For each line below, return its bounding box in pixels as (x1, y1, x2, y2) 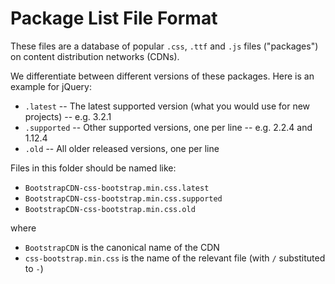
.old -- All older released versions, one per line (24, 142, 220, 154)
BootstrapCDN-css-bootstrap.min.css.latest (24, 183, 210, 193)
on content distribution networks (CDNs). (10, 50, 180, 62)
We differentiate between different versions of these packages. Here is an (10, 70, 315, 82)
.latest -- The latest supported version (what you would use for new (24, 100, 311, 112)
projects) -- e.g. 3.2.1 (24, 110, 112, 122)
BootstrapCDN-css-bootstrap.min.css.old (24, 204, 196, 214)
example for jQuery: (10, 80, 92, 92)
